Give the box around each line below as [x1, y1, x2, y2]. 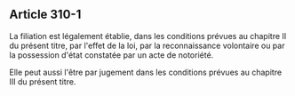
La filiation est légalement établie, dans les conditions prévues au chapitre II [9, 30, 287, 41]
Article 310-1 [9, 7, 82, 22]
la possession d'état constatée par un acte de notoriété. [9, 49, 214, 60]
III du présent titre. [9, 76, 76, 87]
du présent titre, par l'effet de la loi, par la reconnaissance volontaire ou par [9, 40, 285, 51]
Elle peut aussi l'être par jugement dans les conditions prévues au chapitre [9, 67, 283, 77]
